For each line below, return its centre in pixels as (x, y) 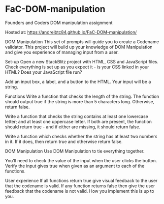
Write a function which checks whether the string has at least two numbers (81, 136)
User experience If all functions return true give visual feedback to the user (81, 180)
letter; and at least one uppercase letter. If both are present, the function (78, 121)
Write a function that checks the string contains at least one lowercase (77, 116)
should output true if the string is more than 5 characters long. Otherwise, (80, 101)
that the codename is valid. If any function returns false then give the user (80, 186)
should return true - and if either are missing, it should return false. (73, 127)
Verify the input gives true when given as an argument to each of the (75, 166)
